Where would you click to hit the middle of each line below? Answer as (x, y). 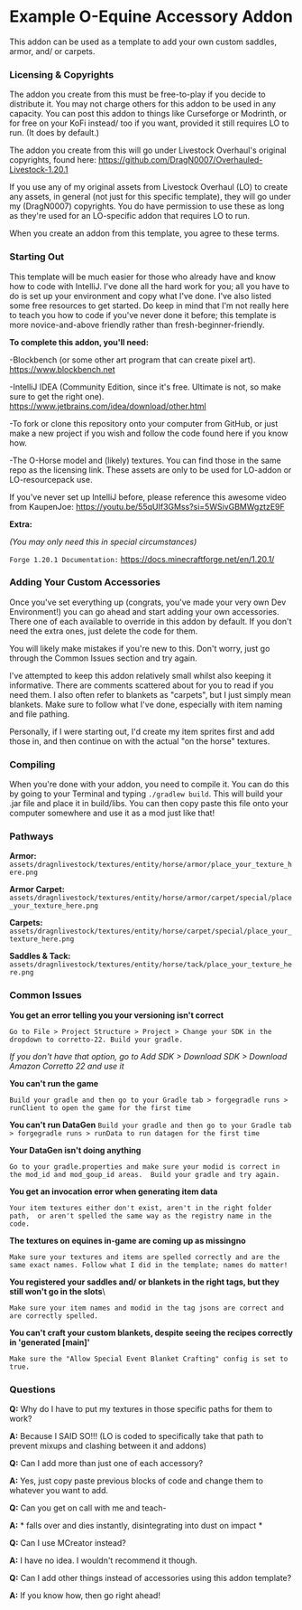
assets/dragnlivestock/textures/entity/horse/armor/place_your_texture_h (151, 865)
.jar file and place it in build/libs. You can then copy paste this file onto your (149, 804)
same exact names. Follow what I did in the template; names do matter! (149, 1265)
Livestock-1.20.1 (39, 170)
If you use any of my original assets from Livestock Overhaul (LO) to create (149, 187)
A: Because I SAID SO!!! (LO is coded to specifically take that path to (137, 1436)
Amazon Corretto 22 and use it (67, 1066)
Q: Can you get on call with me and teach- (88, 1508)
